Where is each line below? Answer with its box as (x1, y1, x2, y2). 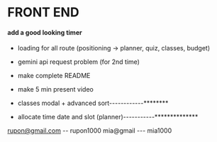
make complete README (17, 72, 91, 80)
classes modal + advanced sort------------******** (17, 99, 169, 107)
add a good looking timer (7, 28, 83, 36)
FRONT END (7, 4, 79, 21)
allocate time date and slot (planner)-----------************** (17, 113, 199, 121)
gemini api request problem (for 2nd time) (17, 58, 140, 66)
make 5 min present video (17, 85, 94, 94)
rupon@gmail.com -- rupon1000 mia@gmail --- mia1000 (7, 126, 172, 135)
